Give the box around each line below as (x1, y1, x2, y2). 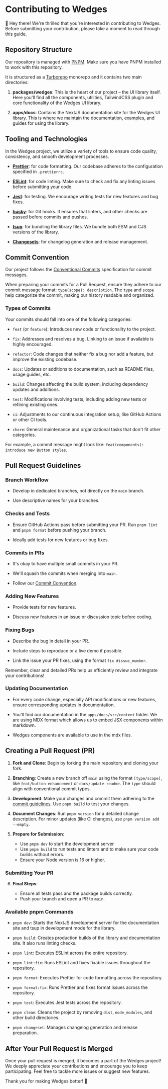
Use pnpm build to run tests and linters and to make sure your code (20, 846, 159, 852)
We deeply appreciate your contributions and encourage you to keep (5, 1063, 148, 1069)
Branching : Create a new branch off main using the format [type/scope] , (12, 775, 162, 781)
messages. (5, 272, 28, 278)
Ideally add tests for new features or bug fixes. (12, 537, 109, 543)
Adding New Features (5, 593, 59, 600)
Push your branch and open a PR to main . (20, 895, 105, 901)
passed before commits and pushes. (12, 214, 88, 220)
